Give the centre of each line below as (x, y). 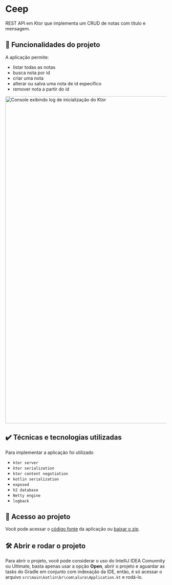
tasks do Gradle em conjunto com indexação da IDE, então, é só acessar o (84, 572)
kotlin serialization (36, 479)
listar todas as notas (34, 67)
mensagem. (18, 28)
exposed (21, 485)
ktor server (25, 463)
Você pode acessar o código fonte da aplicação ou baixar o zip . (72, 529)
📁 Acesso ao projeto (38, 516)
